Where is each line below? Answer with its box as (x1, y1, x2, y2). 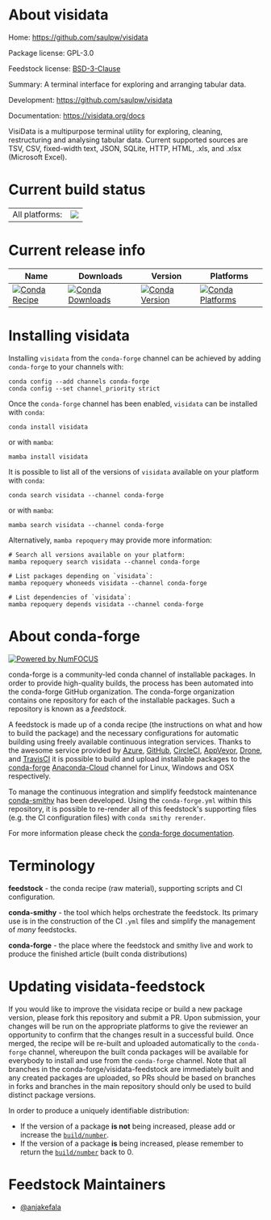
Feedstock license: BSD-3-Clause (8, 63, 121, 74)
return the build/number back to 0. (19, 1146, 134, 1157)
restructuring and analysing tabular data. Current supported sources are (8, 135, 248, 145)
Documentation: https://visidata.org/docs (8, 111, 145, 120)
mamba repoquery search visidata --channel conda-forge (8, 558, 200, 566)
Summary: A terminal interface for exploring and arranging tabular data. (8, 79, 247, 89)
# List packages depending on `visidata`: (8, 572, 153, 580)
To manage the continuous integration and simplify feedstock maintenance (8, 787, 257, 796)
